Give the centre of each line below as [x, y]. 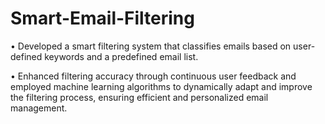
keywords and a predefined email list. [121, 56]
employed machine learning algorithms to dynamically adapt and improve [161, 86]
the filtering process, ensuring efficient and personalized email [139, 97]
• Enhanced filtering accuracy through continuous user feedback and [153, 76]
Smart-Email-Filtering [102, 18]
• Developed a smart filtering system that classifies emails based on [151, 46]
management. [39, 108]
